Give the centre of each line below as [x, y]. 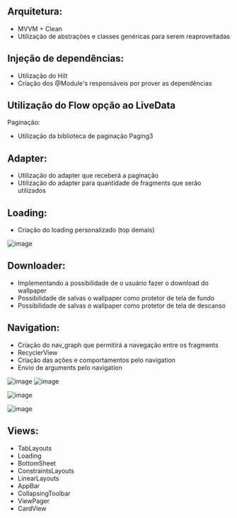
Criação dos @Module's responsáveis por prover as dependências [115, 83]
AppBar [29, 485]
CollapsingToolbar [44, 493]
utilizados [31, 191]
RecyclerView [37, 352]
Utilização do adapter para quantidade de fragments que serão [109, 183]
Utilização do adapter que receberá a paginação [88, 176]
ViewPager [34, 501]
